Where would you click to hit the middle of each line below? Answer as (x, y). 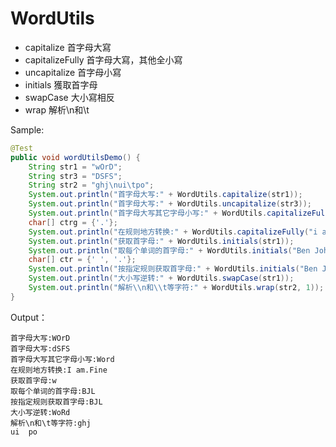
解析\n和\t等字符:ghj (51, 423)
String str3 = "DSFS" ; (75, 176)
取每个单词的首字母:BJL (53, 391)
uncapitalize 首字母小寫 (73, 72)
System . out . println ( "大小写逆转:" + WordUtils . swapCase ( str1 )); (161, 278)
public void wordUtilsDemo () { (75, 157)
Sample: (27, 129)
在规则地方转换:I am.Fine (59, 370)
